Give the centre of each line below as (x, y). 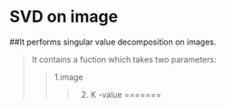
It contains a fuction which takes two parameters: (124, 59)
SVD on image (64, 17)
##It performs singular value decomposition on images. (113, 42)
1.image (68, 77)
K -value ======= (126, 94)
